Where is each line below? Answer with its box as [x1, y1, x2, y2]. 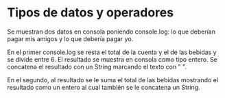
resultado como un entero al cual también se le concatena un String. [7, 83, 200, 91]
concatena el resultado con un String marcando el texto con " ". [7, 62, 187, 71]
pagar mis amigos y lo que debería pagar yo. [7, 34, 134, 42]
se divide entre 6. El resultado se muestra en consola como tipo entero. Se [7, 55, 218, 63]
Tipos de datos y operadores [7, 5, 174, 21]
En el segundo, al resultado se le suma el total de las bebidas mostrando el [7, 75, 218, 84]
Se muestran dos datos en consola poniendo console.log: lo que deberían [7, 27, 216, 36]
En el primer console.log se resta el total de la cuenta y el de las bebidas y [7, 48, 217, 56]
